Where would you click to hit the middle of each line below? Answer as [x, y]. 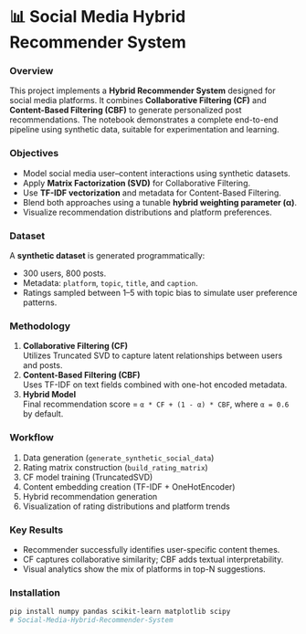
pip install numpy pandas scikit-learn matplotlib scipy [120, 612]
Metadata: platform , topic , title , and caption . [110, 283]
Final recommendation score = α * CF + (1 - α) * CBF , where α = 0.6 [156, 404]
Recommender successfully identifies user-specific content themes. [151, 549]
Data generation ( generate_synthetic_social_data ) [118, 458]
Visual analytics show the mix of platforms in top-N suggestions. [144, 569]
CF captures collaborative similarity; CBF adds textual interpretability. [153, 559]
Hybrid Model [49, 395]
